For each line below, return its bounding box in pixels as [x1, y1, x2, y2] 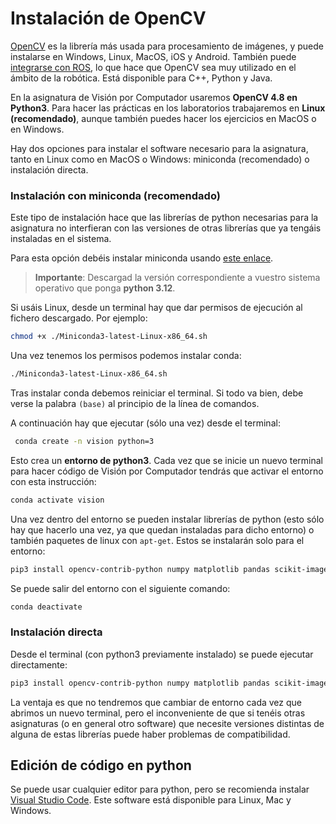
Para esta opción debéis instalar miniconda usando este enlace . [10, 252, 274, 264]
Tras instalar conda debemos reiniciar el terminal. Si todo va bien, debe [10, 387, 304, 399]
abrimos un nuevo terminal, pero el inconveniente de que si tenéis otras [10, 707, 306, 719]
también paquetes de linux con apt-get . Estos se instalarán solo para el [10, 534, 305, 546]
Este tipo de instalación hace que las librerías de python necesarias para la [10, 212, 319, 224]
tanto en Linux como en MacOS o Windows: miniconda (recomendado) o [10, 153, 310, 165]
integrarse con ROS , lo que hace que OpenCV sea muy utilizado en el [10, 61, 297, 73]
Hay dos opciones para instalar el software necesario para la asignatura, [10, 142, 309, 154]
